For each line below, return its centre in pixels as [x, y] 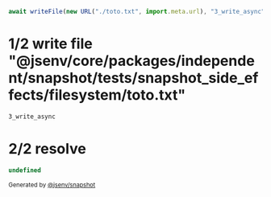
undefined [25, 170]
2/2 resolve [47, 148]
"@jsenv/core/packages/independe [132, 61]
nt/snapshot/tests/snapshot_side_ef [133, 78]
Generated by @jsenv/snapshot [52, 185]
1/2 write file [50, 44]
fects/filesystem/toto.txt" [97, 95]
